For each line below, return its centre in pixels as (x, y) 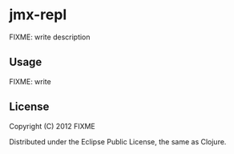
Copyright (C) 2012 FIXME (52, 126)
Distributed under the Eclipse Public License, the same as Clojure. (118, 141)
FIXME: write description (50, 37)
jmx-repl (38, 15)
